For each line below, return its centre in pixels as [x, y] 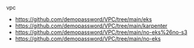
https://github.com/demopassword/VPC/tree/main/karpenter [91, 26]
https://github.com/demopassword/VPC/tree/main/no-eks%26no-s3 [101, 32]
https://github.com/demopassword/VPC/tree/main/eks [83, 19]
